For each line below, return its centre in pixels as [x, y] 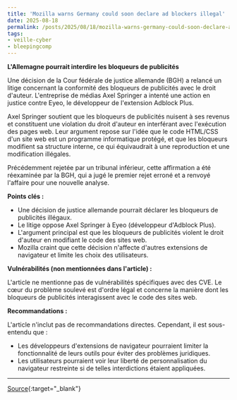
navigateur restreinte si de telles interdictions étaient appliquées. [111, 368]
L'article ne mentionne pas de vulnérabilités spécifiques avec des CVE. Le [115, 282]
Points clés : [26, 196]
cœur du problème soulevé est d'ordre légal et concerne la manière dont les [118, 290]
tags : [15, 34]
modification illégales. [39, 154]
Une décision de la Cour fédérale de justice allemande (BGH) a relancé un [115, 80]
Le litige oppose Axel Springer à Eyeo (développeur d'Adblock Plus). [117, 225]
